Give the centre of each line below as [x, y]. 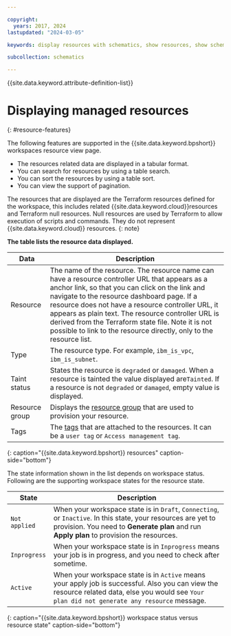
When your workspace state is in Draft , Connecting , [136, 509]
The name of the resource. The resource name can [132, 271]
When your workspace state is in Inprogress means [136, 546]
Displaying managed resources [98, 111]
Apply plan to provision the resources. [115, 535]
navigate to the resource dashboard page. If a [123, 296]
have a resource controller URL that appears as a [129, 279]
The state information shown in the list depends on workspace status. [106, 473]
